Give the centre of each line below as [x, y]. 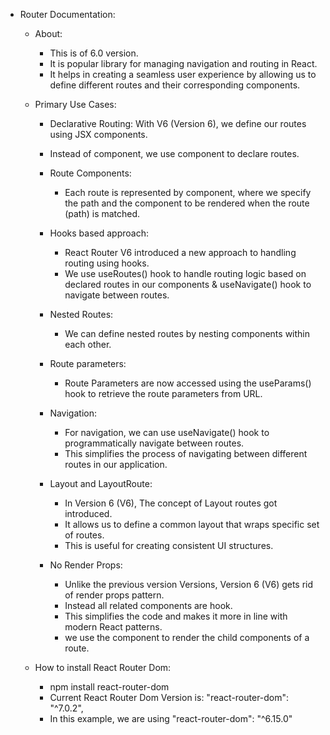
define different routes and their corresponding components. [175, 85]
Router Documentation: [67, 14]
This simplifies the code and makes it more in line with [176, 616]
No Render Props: [86, 565]
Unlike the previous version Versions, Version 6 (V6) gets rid [189, 584]
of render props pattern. [114, 595]
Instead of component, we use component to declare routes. [174, 153]
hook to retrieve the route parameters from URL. [163, 393]
